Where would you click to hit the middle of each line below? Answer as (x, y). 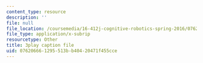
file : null (20, 23)
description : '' (27, 17)
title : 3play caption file (40, 46)
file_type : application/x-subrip (48, 34)
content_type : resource (36, 12)
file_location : (25, 28)
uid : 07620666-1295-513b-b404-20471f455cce (62, 51)
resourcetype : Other (32, 40)
